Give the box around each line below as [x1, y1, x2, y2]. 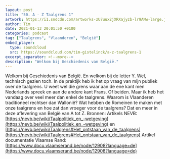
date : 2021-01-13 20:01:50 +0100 [5, 26, 76, 31]
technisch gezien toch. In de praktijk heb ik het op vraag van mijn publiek [5, 78, 158, 84]
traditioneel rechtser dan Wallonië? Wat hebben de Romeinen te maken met [5, 99, 162, 106]
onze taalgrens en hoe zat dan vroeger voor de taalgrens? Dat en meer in [5, 105, 158, 111]
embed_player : [5, 40, 35, 45]
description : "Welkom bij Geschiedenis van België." [5, 59, 119, 64]
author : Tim [5, 21, 30, 27]
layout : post [5, 7, 33, 13]
